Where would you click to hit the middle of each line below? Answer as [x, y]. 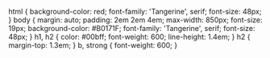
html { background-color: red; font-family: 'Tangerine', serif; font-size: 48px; [135, 12]
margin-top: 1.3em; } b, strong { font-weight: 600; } [93, 45]
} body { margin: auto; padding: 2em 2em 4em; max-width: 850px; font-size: [136, 20]
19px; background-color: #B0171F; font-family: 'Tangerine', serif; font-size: [132, 28]
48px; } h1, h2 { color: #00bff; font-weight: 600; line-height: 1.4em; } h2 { [129, 37]
